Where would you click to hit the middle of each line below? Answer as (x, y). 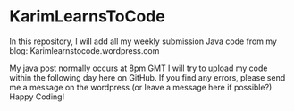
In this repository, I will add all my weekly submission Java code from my (143, 41)
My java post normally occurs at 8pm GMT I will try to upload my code (139, 68)
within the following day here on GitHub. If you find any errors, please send (147, 77)
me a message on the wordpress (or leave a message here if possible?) (141, 87)
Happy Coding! (37, 97)
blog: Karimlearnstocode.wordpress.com (84, 50)
